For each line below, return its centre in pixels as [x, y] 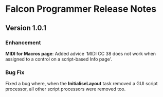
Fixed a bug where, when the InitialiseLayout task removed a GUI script [81, 84]
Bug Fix [15, 72]
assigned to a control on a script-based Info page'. [59, 59]
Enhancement [23, 43]
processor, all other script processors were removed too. [66, 89]
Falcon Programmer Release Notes [81, 9]
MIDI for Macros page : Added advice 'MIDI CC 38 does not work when [80, 53]
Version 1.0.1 [26, 28]
